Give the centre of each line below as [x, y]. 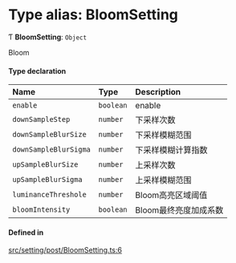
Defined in [26, 232]
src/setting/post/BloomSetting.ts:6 [65, 250]
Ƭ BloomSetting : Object [47, 37]
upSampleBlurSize [45, 165]
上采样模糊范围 [163, 180]
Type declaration [37, 71]
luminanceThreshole [49, 195]
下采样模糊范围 [163, 136]
